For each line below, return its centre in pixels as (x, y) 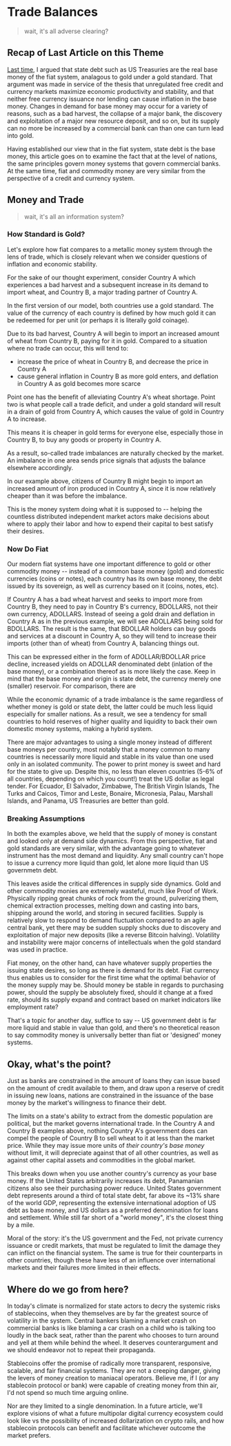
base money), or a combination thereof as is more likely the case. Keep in (111, 672)
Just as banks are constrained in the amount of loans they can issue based (114, 1081)
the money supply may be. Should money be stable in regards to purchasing (115, 985)
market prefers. (29, 1436)
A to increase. (27, 419)
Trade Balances (53, 12)
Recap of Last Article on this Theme (86, 53)
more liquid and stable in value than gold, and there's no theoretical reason (113, 1028)
